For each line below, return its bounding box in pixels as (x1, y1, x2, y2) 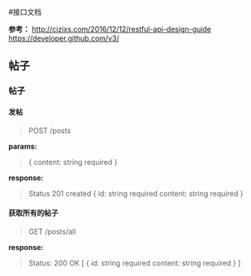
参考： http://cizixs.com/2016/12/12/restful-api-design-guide (8, 24, 211, 34)
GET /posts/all (28, 226, 76, 236)
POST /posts (28, 125, 71, 136)
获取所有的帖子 (8, 208, 58, 218)
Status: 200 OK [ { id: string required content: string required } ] (28, 258, 241, 268)
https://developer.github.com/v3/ (8, 33, 119, 43)
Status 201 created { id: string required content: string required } (28, 188, 244, 198)
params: (8, 141, 38, 151)
